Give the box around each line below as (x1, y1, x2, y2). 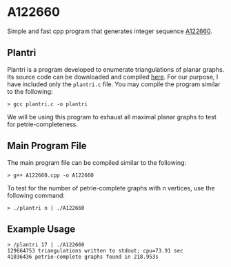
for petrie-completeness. (7, 120, 78, 128)
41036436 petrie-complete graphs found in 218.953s (7, 253, 159, 261)
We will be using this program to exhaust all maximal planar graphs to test (7, 112, 217, 121)
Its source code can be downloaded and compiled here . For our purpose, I (7, 72, 219, 81)
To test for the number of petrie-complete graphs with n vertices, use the (7, 184, 215, 192)
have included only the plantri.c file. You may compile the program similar (7, 80, 221, 88)
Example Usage (7, 223, 76, 235)
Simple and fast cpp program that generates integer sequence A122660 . (7, 27, 212, 35)
